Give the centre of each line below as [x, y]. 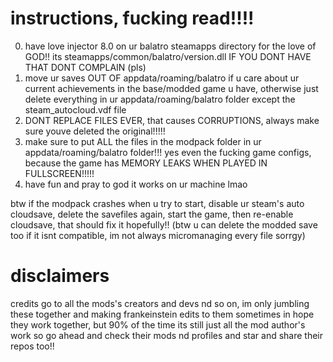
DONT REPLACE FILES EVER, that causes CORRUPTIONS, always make [172, 120]
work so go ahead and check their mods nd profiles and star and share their [167, 335]
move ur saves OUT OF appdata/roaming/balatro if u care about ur [162, 78]
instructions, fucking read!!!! [132, 18]
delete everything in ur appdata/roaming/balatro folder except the [160, 99]
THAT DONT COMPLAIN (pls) [85, 67]
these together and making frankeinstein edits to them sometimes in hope [162, 314]
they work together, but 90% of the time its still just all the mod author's [158, 324]
